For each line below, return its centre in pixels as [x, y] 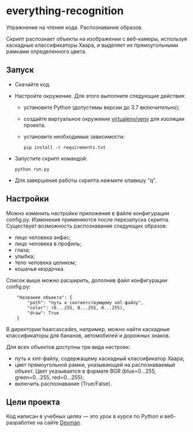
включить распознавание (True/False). [63, 383]
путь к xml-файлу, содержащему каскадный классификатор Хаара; [99, 358]
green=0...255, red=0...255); [49, 377]
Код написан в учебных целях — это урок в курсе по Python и [85, 417]
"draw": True [43, 313]
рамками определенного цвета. [46, 51]
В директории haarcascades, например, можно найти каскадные [88, 329]
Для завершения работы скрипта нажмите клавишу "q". [86, 180]
